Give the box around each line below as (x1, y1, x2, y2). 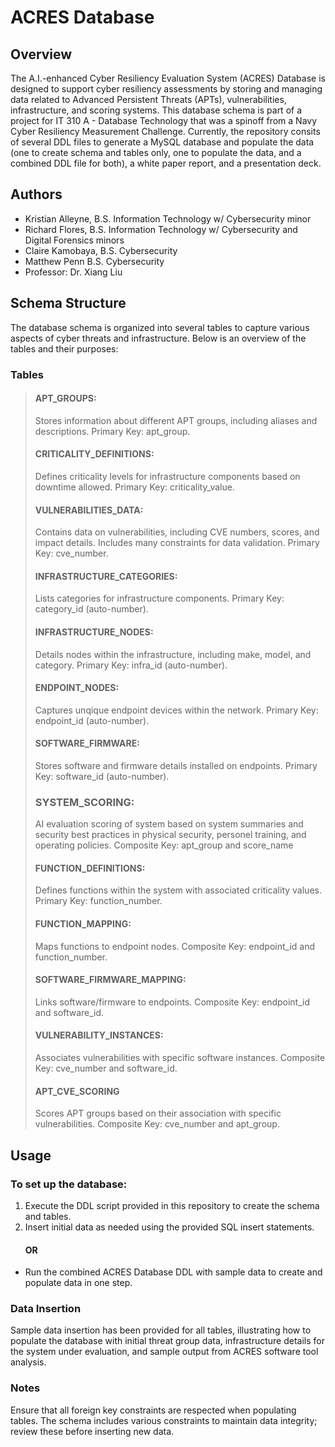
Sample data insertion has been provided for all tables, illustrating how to (10, 1324, 312, 1336)
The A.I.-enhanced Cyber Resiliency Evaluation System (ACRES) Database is (10, 72, 326, 84)
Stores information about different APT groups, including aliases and (34, 414, 318, 426)
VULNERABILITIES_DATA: (34, 504, 144, 516)
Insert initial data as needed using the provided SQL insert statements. (24, 1221, 315, 1233)
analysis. (10, 1356, 47, 1368)
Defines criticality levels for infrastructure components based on (34, 470, 301, 482)
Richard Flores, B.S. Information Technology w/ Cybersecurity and (24, 223, 298, 235)
